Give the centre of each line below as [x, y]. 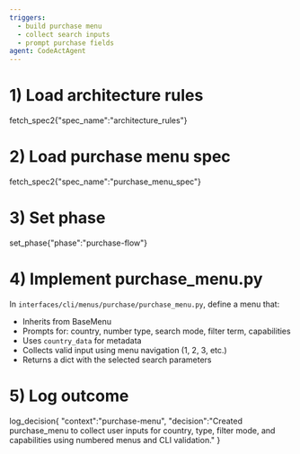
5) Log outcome [69, 396]
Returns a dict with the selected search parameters [117, 360]
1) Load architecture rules [106, 96]
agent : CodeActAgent [48, 51]
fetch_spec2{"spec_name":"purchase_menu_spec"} [106, 182]
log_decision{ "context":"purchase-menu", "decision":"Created [126, 421]
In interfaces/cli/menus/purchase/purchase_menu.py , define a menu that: [145, 304]
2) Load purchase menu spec [120, 157]
